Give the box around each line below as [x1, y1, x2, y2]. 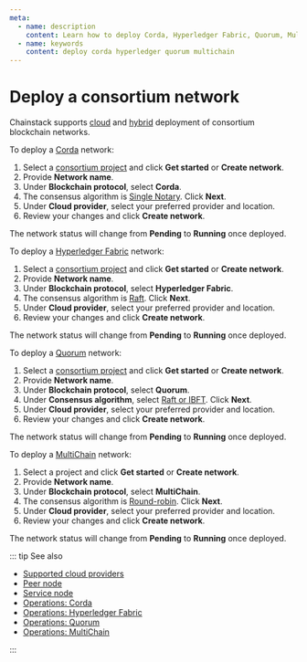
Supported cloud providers [22, 568, 125, 580]
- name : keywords [17, 38, 84, 48]
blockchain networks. [9, 127, 90, 138]
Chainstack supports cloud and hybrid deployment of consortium [9, 117, 256, 128]
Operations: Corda [22, 597, 93, 608]
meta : [9, 13, 30, 23]
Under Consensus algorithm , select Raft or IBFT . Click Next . [22, 394, 253, 405]
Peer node [22, 578, 62, 589]
